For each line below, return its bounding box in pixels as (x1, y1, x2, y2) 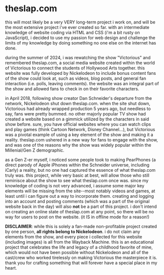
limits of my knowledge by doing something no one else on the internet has (5, 40, 156, 46)
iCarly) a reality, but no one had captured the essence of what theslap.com (5, 167, 156, 173)
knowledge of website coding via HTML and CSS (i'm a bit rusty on (5, 29, 140, 35)
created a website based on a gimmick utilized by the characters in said (5, 116, 149, 122)
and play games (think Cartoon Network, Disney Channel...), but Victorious (5, 126, 155, 132)
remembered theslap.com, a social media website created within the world (5, 60, 155, 66)
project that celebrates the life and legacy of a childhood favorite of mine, (5, 244, 153, 250)
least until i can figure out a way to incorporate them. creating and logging (5, 193, 154, 199)
